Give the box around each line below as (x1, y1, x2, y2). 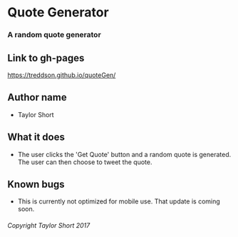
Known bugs (7, 178, 66, 190)
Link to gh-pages (7, 51, 85, 64)
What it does (7, 131, 66, 143)
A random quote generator (7, 30, 101, 40)
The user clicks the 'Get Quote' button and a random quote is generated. (17, 150, 232, 158)
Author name (7, 91, 67, 104)
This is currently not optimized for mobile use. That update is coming (17, 197, 221, 206)
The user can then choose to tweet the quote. (17, 158, 152, 166)
